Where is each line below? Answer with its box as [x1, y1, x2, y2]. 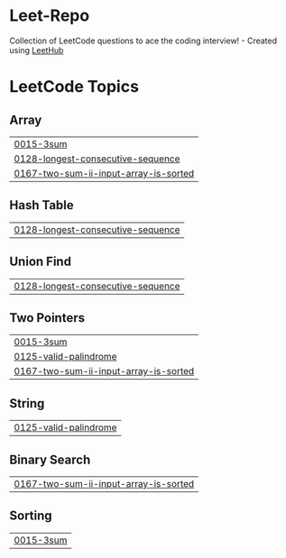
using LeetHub [9, 44, 64, 55]
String [9, 396, 45, 411]
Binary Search [9, 452, 91, 467]
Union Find [9, 254, 72, 270]
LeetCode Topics [9, 77, 140, 97]
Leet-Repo [9, 5, 90, 26]
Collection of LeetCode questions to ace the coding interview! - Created [9, 35, 278, 46]
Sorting [9, 508, 52, 524]
